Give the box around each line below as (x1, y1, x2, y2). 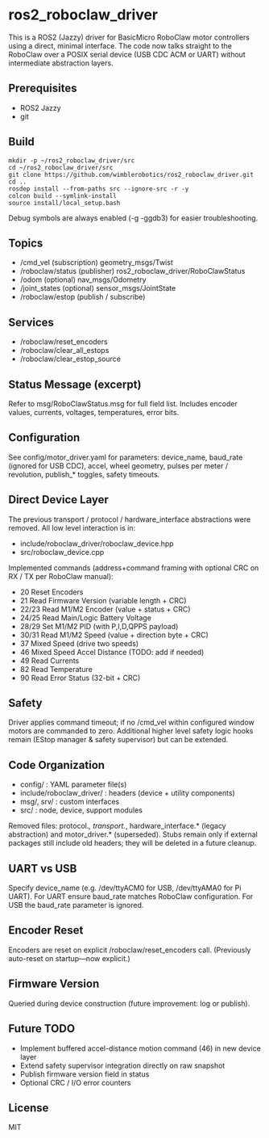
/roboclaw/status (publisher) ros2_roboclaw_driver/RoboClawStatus (19, 267, 246, 276)
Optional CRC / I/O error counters (19, 1077, 131, 1087)
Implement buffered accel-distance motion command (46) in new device (19, 1044, 262, 1053)
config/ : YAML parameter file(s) (19, 779, 127, 789)
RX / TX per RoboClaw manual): (8, 571, 114, 581)
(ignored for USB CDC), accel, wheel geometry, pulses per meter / (8, 460, 228, 470)
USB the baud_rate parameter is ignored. (8, 901, 144, 910)
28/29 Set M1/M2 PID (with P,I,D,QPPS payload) (19, 621, 179, 631)
